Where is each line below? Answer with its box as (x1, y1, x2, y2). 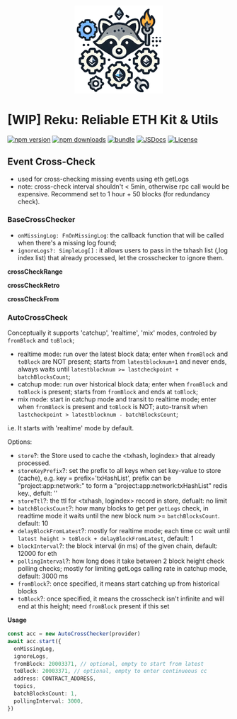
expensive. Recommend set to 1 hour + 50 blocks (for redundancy (17, 189, 211, 198)
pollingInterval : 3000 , (13, 697, 83, 705)
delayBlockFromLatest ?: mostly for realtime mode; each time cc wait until (17, 527, 230, 535)
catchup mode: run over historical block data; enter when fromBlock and (17, 380, 229, 389)
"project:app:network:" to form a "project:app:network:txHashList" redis (17, 481, 228, 490)
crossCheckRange (7, 267, 63, 276)
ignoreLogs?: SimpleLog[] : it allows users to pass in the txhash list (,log (17, 246, 229, 255)
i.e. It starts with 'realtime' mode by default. (7, 424, 134, 433)
